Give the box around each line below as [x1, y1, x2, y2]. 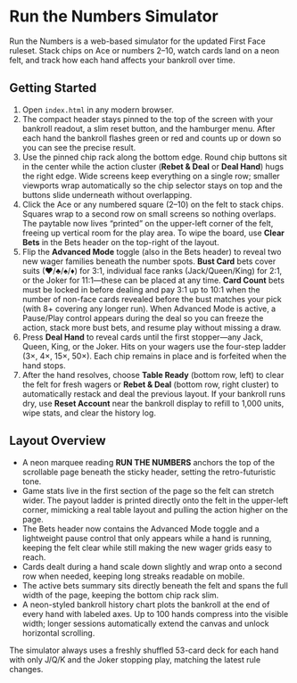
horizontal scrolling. [21, 627, 95, 638]
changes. [9, 663, 44, 674]
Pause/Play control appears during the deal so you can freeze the [21, 312, 264, 323]
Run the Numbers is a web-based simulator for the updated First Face [9, 36, 266, 46]
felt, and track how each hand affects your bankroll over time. [9, 54, 236, 65]
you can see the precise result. [21, 142, 136, 152]
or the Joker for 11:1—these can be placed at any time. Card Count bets [21, 275, 285, 285]
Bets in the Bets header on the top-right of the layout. [21, 236, 220, 247]
